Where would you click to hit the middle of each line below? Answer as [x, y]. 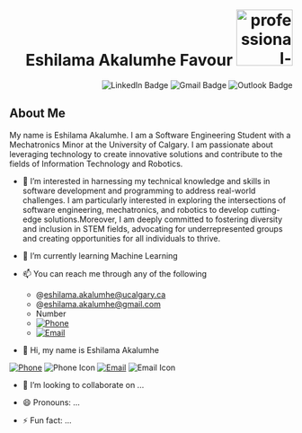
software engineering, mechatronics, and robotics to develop [135, 209]
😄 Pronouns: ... [51, 402]
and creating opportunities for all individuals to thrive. [121, 238]
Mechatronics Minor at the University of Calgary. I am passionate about [142, 145]
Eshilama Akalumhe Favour [129, 61]
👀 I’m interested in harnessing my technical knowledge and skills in [146, 181]
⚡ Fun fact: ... [47, 420]
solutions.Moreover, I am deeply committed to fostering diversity [163, 219]
